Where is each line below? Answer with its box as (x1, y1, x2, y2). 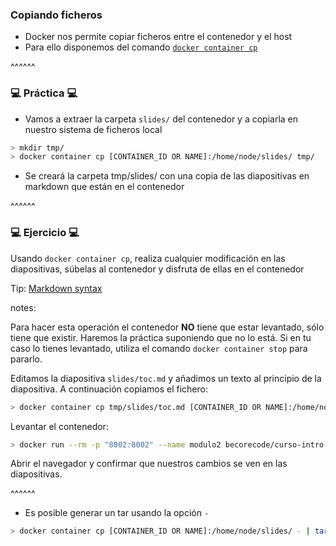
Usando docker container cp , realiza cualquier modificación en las (10, 252, 286, 264)
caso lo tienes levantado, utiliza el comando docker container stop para (10, 342, 308, 354)
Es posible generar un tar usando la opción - (24, 507, 210, 519)
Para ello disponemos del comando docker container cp (24, 41, 258, 53)
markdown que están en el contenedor (24, 181, 185, 193)
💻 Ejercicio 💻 (10, 226, 80, 240)
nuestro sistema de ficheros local (24, 123, 163, 135)
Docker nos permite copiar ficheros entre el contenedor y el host (24, 31, 293, 43)
